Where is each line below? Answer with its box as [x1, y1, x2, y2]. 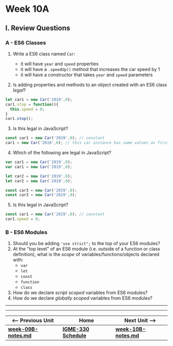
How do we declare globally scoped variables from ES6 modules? [12, 295, 153, 301]
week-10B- [115, 325, 146, 333]
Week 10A [5, 3, 49, 15]
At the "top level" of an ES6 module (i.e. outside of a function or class [12, 246, 161, 252]
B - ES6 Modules [5, 229, 48, 236]
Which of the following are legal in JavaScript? [12, 150, 112, 155]
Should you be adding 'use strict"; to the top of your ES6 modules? [12, 240, 161, 247]
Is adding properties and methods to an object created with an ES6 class [12, 81, 167, 88]
